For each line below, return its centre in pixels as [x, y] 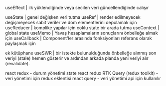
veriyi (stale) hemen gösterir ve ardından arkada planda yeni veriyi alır [77, 58]
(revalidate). [17, 64]
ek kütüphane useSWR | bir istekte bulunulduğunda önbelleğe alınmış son [81, 53]
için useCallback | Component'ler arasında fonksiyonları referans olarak [79, 38]
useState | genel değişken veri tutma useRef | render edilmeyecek [73, 17]
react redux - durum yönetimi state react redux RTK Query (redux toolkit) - [82, 73]
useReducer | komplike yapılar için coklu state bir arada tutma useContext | [82, 28]
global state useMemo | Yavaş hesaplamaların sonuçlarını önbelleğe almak [82, 33]
